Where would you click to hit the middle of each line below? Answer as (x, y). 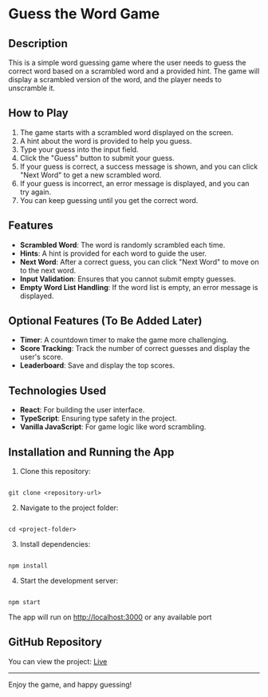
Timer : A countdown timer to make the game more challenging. (124, 340)
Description (38, 44)
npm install (28, 566)
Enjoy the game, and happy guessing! (70, 684)
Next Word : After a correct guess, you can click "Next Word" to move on (139, 261)
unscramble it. (32, 88)
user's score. (41, 357)
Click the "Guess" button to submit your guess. (97, 157)
